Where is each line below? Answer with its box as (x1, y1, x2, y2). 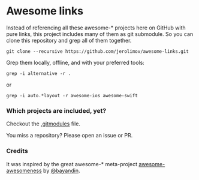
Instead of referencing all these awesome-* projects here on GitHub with (6, 24, 186, 31)
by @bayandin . (43, 167, 80, 174)
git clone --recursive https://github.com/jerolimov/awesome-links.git (6, 48, 189, 55)
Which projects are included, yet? (6, 106, 107, 115)
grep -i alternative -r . (6, 70, 71, 76)
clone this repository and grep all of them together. (6, 37, 132, 44)
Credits (6, 147, 28, 155)
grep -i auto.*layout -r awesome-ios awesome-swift (6, 92, 138, 98)
